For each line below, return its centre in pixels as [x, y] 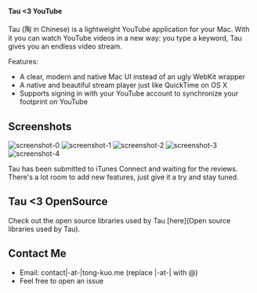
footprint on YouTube [54, 102]
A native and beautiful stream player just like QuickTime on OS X [123, 85]
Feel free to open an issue [62, 280]
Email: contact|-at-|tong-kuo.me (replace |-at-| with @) [109, 272]
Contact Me [37, 253]
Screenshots [40, 127]
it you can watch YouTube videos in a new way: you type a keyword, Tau [125, 38]
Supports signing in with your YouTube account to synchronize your [129, 93]
